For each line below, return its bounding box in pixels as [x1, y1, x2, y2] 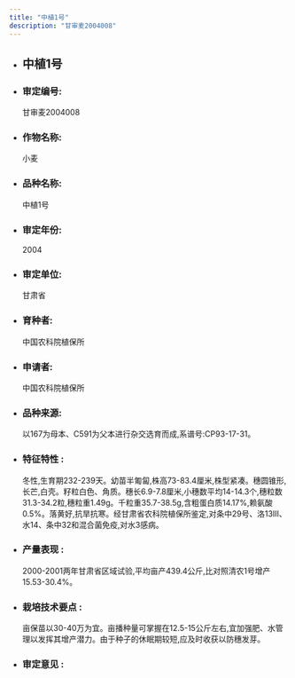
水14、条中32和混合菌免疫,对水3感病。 [21, 519, 164, 530]
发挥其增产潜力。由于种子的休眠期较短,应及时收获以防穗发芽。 [37, 634, 266, 644]
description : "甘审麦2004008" [9, 21, 117, 30]
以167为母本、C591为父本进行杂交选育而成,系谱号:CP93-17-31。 [21, 429, 256, 439]
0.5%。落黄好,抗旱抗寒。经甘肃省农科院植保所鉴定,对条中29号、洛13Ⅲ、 [21, 508, 288, 519]
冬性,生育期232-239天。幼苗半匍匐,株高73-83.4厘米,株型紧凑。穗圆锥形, [21, 475, 287, 485]
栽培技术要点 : [21, 601, 82, 613]
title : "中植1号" [9, 12, 69, 22]
